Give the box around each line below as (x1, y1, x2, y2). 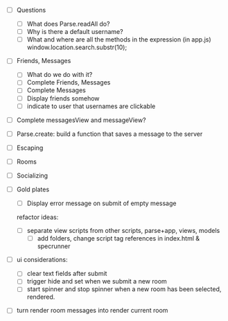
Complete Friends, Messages (26, 78, 111, 87)
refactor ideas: (16, 213, 59, 221)
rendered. (26, 293, 55, 301)
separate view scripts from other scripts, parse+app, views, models (26, 227, 220, 235)
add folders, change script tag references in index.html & (37, 234, 200, 243)
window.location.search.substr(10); (26, 43, 128, 51)
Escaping (16, 144, 44, 152)
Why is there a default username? (26, 28, 123, 36)
